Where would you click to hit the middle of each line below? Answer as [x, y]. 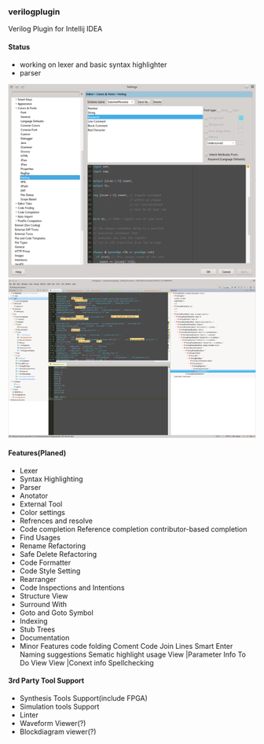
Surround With [43, 604]
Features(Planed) [37, 453]
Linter [29, 715]
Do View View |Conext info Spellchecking [87, 662]
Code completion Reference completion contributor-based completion [133, 529]
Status [19, 46]
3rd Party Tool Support [46, 681]
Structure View [44, 595]
